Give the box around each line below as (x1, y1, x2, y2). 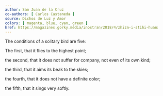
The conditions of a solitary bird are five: (5, 38, 86, 44)
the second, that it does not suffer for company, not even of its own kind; (5, 57, 151, 63)
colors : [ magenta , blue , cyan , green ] (5, 20, 88, 26)
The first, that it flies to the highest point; (5, 48, 86, 54)
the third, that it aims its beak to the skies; (5, 66, 89, 73)
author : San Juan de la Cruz (5, 7, 64, 12)
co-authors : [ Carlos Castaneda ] (5, 12, 75, 16)
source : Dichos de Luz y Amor (5, 16, 66, 21)
